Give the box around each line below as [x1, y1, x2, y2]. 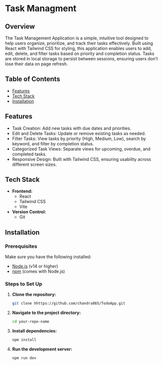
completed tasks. [12, 151, 47, 157]
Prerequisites [5, 243, 37, 249]
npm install [12, 337, 36, 343]
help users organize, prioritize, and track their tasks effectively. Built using [5, 40, 153, 46]
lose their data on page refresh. [5, 61, 68, 67]
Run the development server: [12, 346, 73, 352]
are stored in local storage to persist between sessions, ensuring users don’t [5, 56, 158, 61]
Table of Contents [5, 75, 61, 83]
